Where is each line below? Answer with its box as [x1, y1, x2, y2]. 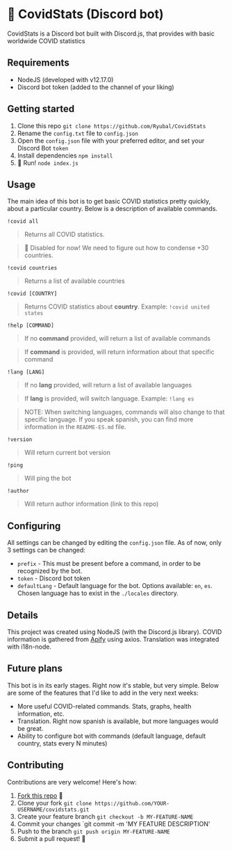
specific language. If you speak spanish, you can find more [24, 415, 194, 424]
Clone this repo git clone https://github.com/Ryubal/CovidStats [17, 121, 206, 130]
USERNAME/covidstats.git [17, 806, 90, 813]
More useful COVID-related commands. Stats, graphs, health [17, 702, 192, 710]
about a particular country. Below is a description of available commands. [7, 205, 217, 213]
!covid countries [7, 265, 58, 272]
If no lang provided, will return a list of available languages [24, 381, 192, 389]
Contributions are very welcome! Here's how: [7, 778, 137, 786]
